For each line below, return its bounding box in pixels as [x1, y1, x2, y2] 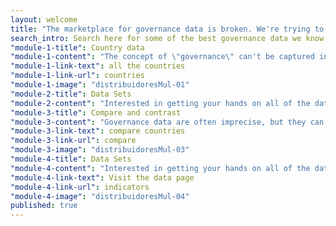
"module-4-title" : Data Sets [10, 154, 132, 164]
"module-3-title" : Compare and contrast [10, 107, 182, 118]
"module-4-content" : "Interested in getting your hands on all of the [10, 163, 311, 173]
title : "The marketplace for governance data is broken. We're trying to [10, 24, 325, 34]
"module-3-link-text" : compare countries [10, 126, 186, 136]
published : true [10, 201, 78, 211]
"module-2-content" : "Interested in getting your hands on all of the [10, 98, 311, 108]
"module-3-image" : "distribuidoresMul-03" [10, 145, 190, 155]
